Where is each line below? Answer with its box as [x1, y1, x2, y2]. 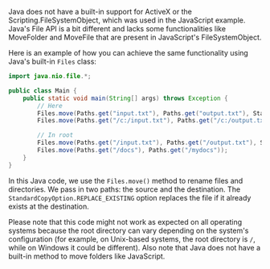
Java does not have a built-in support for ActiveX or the [8, 7, 193, 16]
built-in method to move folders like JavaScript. [8, 251, 166, 261]
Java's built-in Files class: [8, 56, 96, 66]
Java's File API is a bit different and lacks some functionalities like [8, 24, 227, 33]
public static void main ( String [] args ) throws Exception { [22, 94, 228, 102]
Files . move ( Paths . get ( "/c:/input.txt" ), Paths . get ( [37, 117, 215, 125]
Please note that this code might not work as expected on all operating [8, 217, 243, 226]
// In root [37, 131, 74, 139]
